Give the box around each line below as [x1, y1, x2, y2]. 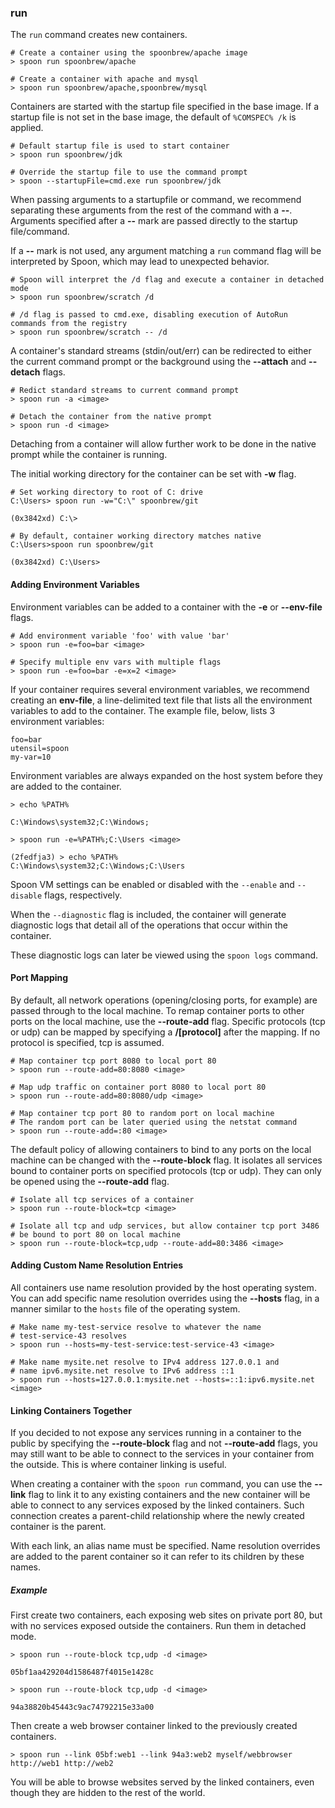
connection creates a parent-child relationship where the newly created [10, 1510, 305, 1522]
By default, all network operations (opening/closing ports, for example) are [10, 994, 318, 1006]
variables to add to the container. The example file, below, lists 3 [10, 704, 276, 716]
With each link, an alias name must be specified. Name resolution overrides [10, 1540, 321, 1552]
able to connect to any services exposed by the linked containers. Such [10, 1499, 305, 1511]
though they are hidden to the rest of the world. [10, 1787, 206, 1799]
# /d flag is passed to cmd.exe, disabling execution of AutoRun [10, 310, 288, 320]
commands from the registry [10, 319, 128, 329]
